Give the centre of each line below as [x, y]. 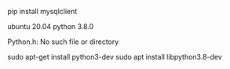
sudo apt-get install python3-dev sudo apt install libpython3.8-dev [115, 57]
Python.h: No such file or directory [63, 42]
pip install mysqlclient [42, 11]
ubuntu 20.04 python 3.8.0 [51, 26]
